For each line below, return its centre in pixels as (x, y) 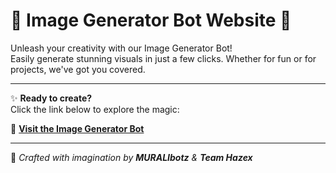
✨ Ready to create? (51, 98)
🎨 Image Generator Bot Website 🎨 (151, 20)
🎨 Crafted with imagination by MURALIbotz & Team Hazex (131, 157)
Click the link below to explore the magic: (95, 109)
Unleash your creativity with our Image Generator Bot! (121, 48)
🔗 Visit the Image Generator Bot (77, 128)
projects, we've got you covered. (78, 69)
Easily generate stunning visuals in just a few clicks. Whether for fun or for (163, 58)
